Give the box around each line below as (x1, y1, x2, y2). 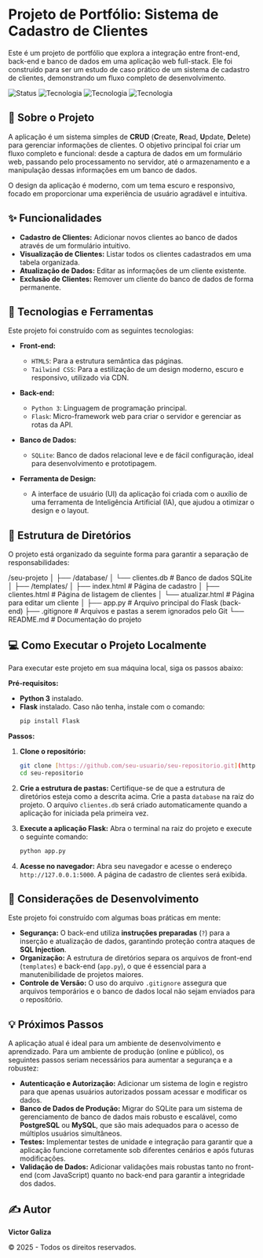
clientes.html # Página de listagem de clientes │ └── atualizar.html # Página (8, 590, 255, 600)
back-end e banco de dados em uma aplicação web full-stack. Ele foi (8, 57, 233, 66)
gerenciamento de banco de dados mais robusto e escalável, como (19, 1112, 238, 1121)
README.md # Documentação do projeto (8, 614, 142, 625)
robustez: (8, 1063, 39, 1073)
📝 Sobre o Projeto (8, 111, 95, 125)
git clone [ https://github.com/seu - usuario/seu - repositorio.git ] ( (19, 761, 242, 770)
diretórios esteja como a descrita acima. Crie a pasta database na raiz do (19, 791, 254, 801)
